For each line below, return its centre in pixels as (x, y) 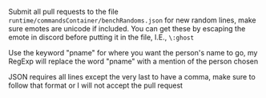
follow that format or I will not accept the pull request (95, 85)
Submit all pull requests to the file (63, 12)
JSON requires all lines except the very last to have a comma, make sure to (132, 77)
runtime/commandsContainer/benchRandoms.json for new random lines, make (132, 20)
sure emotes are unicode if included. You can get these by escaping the (127, 29)
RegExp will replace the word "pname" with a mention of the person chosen (133, 61)
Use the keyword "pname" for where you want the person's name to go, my (133, 53)
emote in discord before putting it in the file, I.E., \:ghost (101, 37)
